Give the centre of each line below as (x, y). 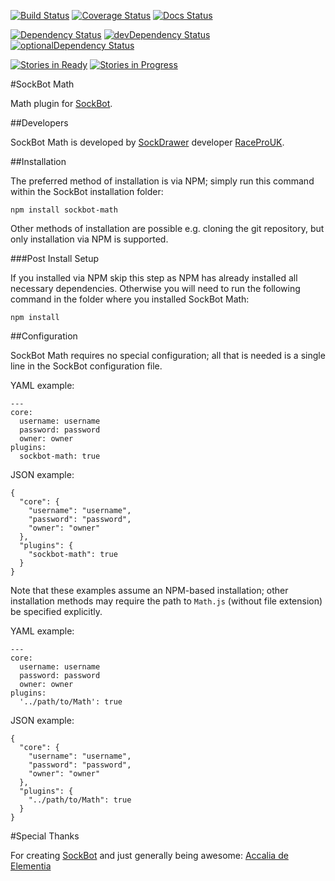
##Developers (39, 123)
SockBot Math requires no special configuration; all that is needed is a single (168, 355)
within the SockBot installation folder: (87, 191)
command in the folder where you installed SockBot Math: (130, 299)
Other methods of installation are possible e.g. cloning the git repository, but (167, 228)
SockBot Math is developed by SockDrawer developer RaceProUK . (147, 142)
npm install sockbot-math (64, 210)
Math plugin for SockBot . (61, 103)
